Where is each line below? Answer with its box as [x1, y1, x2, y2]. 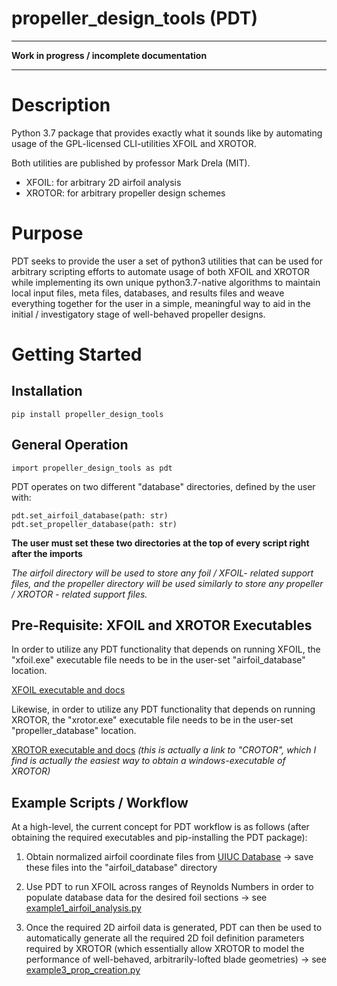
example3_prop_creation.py [25, 964, 141, 976]
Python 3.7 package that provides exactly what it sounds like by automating [11, 127, 323, 139]
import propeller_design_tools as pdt [11, 463, 173, 473]
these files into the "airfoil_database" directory [25, 862, 218, 874]
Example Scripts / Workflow [11, 794, 189, 811]
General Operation [11, 437, 129, 454]
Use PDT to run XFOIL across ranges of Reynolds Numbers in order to [25, 881, 314, 893]
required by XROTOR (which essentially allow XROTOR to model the [25, 943, 305, 955]
